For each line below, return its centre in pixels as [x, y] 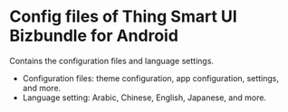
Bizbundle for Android [94, 36]
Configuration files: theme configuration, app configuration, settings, [150, 78]
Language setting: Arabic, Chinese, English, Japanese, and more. [144, 98]
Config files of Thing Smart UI [123, 17]
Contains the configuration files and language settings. [112, 61]
